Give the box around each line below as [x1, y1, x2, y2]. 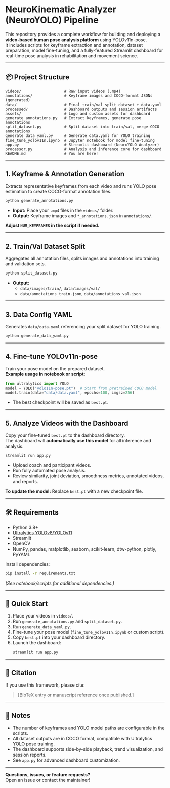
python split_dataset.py [5, 270, 58, 276]
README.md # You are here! [5, 151, 99, 156]
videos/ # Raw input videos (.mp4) [5, 89, 121, 94]
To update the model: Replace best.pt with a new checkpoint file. [5, 488, 143, 494]
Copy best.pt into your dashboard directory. [12, 634, 105, 640]
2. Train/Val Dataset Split [5, 242, 86, 251]
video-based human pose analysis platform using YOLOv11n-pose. [5, 37, 147, 43]
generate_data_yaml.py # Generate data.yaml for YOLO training [5, 133, 151, 138]
